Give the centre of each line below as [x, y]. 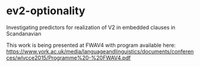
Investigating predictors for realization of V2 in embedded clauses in [91, 27]
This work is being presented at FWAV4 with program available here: [91, 45]
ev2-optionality [46, 11]
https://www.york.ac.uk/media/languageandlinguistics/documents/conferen [100, 51]
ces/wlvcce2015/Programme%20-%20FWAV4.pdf [68, 58]
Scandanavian [24, 33]
